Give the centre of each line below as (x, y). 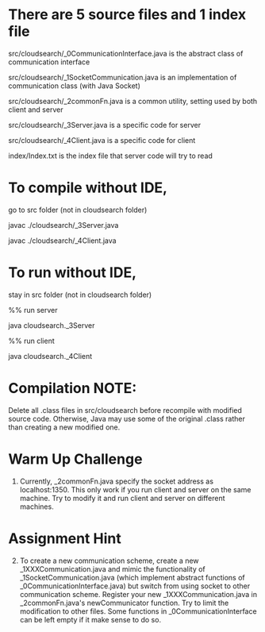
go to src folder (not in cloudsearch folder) (78, 210)
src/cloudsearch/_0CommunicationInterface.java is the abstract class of (126, 53)
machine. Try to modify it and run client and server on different (122, 498)
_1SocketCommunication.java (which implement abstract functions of (132, 577)
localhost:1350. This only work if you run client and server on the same (135, 489)
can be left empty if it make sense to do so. (90, 619)
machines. (36, 507)
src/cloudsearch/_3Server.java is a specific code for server (104, 125)
